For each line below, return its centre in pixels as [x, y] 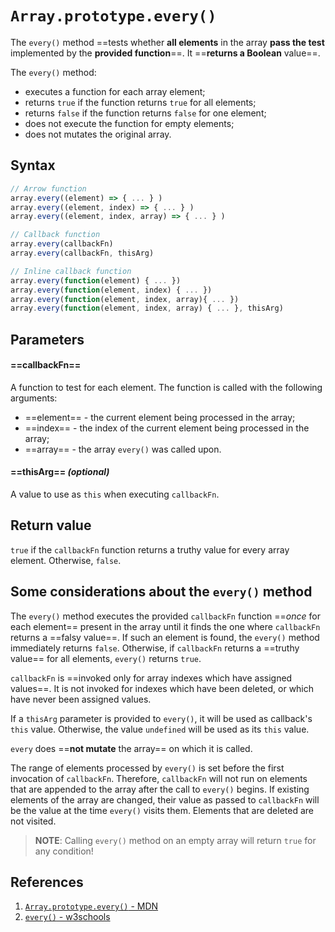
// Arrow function [48, 188]
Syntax [33, 165]
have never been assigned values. [81, 699]
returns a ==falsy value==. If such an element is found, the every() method [165, 637]
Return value [51, 525]
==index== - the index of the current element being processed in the [167, 428]
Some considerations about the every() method [161, 592]
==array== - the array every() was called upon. [123, 449]
